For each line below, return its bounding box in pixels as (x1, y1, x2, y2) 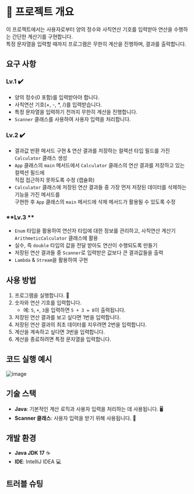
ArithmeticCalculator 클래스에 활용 (14, 234, 98, 241)
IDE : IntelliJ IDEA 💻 (14, 458, 62, 465)
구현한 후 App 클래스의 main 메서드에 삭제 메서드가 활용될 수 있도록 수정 (14, 198, 176, 205)
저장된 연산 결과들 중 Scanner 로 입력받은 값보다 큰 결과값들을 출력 (14, 249, 164, 256)
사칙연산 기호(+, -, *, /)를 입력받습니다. (14, 101, 103, 108)
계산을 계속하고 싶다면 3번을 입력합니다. (14, 329, 105, 336)
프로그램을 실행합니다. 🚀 (14, 292, 70, 299)
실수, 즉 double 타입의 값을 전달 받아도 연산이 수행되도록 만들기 (14, 242, 158, 249)
